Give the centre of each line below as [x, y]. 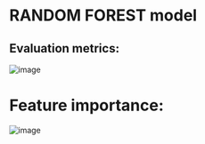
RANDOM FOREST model [103, 16]
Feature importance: [87, 105]
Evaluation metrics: [65, 48]
